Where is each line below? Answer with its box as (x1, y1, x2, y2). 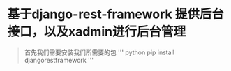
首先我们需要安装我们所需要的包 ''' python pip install (24, 48, 174, 56)
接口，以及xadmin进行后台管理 (7, 24, 186, 40)
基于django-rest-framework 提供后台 (7, 6, 225, 22)
